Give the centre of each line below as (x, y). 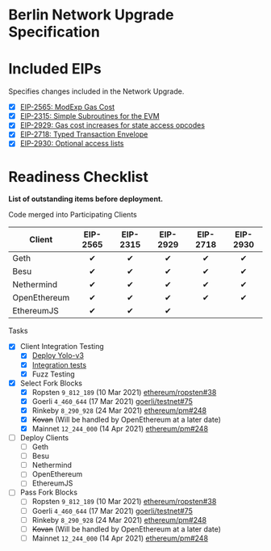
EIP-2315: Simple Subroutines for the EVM (90, 116)
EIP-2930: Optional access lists (72, 144)
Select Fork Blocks (51, 383)
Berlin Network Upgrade (91, 15)
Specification (54, 32)
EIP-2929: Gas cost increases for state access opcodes (113, 125)
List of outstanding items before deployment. (86, 199)
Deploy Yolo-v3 (58, 355)
